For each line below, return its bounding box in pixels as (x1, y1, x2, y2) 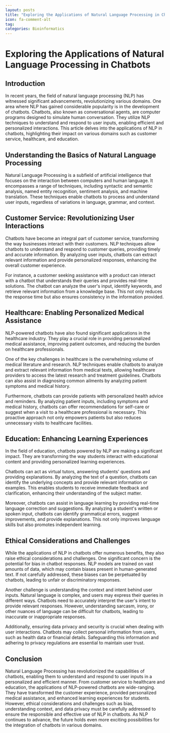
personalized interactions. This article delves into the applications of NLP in (5, 125, 163, 131)
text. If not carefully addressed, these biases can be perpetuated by (5, 571, 147, 577)
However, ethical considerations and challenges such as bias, (5, 700, 134, 707)
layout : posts (5, 7, 35, 13)
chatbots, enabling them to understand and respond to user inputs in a (5, 674, 152, 679)
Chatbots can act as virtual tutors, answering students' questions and (5, 469, 150, 475)
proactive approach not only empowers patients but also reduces (5, 414, 142, 420)
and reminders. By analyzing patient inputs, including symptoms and (5, 398, 148, 404)
